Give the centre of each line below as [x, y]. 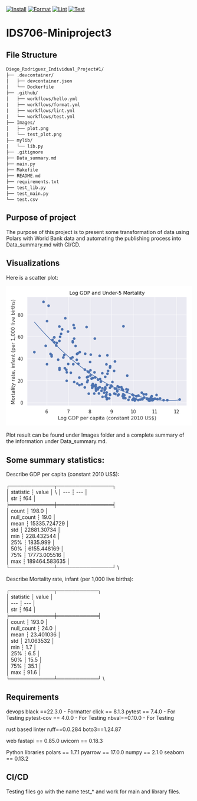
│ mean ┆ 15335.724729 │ [38, 524]
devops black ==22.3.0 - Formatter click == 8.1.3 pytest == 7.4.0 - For [91, 712]
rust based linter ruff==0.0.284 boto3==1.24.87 [64, 729]
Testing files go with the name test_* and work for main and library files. [93, 792]
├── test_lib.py [26, 188]
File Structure [32, 55]
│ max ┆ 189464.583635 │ [38, 561]
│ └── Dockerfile [30, 87]
